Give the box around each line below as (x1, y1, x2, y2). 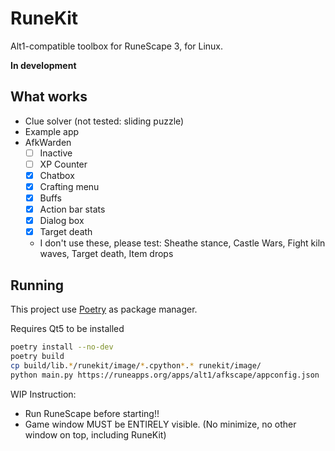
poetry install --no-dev (10, 342, 114, 352)
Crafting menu (39, 180, 100, 192)
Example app (24, 125, 80, 137)
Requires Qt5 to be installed (10, 323, 125, 335)
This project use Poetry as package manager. (10, 303, 198, 316)
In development (10, 59, 77, 71)
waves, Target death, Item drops (39, 248, 174, 260)
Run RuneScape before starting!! (24, 407, 160, 419)
